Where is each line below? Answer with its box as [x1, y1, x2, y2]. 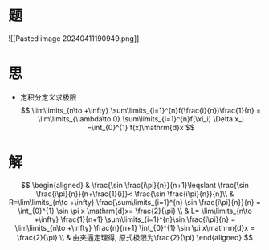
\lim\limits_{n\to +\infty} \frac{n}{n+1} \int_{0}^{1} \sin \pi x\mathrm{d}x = [14, 223, 255, 232]
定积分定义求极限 [19, 92, 77, 102]
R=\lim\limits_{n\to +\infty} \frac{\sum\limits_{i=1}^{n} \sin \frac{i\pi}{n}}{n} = [9, 197, 261, 207]
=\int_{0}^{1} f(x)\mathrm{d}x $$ [87, 122, 195, 132]
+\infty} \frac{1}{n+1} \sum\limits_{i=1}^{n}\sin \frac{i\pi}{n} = [34, 214, 236, 224]
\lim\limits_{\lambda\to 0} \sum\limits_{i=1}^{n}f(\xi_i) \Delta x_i [37, 113, 244, 124]
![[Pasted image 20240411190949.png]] [8, 33, 140, 43]
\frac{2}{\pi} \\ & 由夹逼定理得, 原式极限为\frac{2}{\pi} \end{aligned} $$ [17, 232, 253, 242]
